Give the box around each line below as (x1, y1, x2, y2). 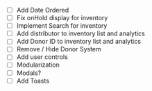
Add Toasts (16, 76, 50, 85)
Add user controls (16, 53, 69, 61)
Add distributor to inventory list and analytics (16, 29, 145, 38)
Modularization (16, 60, 60, 69)
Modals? (16, 69, 42, 77)
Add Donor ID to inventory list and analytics (16, 38, 142, 46)
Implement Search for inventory (16, 22, 108, 30)
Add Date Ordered (16, 6, 69, 14)
